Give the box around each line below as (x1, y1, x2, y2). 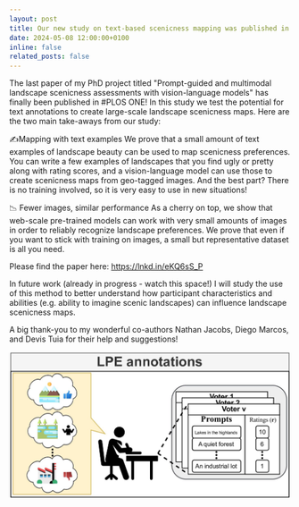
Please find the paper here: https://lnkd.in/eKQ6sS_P (9, 261, 203, 272)
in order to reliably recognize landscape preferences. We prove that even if (9, 224, 286, 236)
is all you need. (9, 244, 65, 255)
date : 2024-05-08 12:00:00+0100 (9, 33, 129, 42)
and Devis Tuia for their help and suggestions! (9, 334, 179, 344)
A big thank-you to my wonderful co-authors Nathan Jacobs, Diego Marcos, (9, 325, 289, 335)
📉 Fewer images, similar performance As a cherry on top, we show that (9, 202, 273, 214)
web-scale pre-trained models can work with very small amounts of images (9, 215, 287, 226)
